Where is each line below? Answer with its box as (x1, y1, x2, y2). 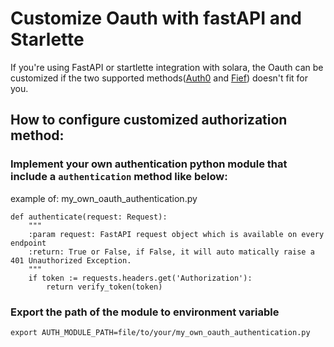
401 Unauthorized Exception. (10, 255, 132, 266)
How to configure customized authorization (10, 112, 288, 129)
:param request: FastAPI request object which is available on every (28, 229, 325, 239)
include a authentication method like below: (10, 170, 228, 184)
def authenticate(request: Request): (10, 212, 168, 222)
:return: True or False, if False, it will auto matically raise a (28, 247, 315, 257)
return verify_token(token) (46, 282, 163, 292)
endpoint (10, 238, 47, 248)
